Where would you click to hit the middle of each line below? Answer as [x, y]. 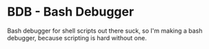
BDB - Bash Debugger [71, 12]
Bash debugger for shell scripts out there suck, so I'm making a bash [105, 31]
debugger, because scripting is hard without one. [77, 37]
